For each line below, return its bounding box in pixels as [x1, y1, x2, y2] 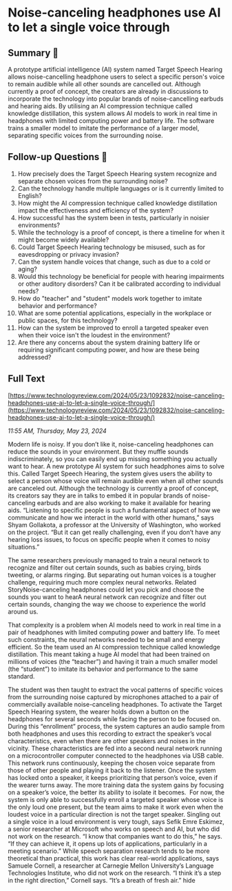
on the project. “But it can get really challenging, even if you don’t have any [8, 528, 221, 536]
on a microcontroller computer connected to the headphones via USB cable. [8, 751, 224, 760]
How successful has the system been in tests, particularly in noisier [17, 213, 209, 222]
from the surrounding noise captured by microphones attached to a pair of [8, 692, 219, 701]
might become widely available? [17, 235, 109, 244]
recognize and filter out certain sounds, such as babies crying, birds [8, 563, 202, 571]
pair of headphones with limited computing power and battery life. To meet [8, 628, 220, 636]
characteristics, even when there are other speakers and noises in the [8, 736, 206, 745]
